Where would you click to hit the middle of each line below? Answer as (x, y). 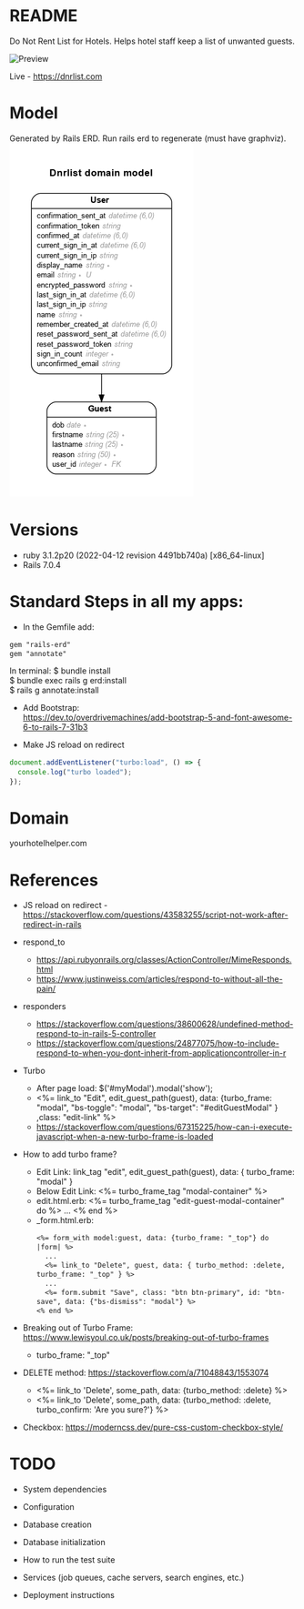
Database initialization (64, 1543)
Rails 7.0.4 (42, 564)
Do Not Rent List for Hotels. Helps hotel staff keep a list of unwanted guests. (152, 41)
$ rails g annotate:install (54, 690)
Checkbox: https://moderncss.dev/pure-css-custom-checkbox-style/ (153, 1427)
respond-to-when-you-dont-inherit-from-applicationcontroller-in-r (161, 1053)
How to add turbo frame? (70, 1154)
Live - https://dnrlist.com (56, 76)
